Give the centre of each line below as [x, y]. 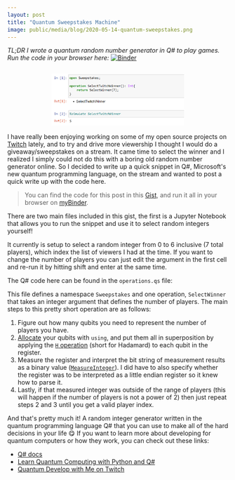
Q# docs [30, 454]
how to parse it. [40, 382]
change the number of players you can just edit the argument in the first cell [117, 259]
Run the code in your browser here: [58, 58]
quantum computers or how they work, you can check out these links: [108, 440]
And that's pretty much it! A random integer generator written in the [105, 418]
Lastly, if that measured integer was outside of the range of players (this [122, 389]
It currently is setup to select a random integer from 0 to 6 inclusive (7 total [115, 244]
